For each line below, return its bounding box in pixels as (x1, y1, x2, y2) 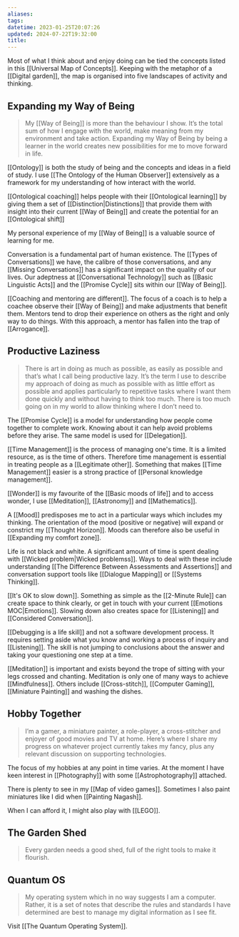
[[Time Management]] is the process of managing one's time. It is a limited (7, 445, 227, 453)
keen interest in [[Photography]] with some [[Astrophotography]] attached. (7, 771, 227, 779)
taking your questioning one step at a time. (7, 650, 133, 659)
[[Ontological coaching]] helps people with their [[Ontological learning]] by (7, 192, 227, 201)
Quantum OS (7, 873, 66, 886)
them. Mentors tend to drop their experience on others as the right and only (7, 309, 230, 318)
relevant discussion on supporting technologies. (24, 749, 167, 758)
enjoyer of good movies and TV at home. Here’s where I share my (24, 734, 218, 743)
